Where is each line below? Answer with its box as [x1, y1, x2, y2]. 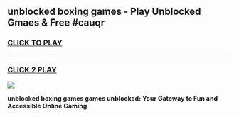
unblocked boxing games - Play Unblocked [7, 6, 201, 18]
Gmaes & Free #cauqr [7, 17, 105, 29]
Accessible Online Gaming [7, 101, 87, 110]
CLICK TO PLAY [7, 38, 63, 48]
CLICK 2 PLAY [7, 65, 57, 74]
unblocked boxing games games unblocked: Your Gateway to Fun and [7, 94, 218, 102]
